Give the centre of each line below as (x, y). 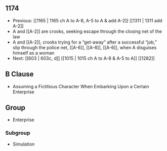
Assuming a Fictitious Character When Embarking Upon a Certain (81, 86)
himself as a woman (33, 53)
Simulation (24, 144)
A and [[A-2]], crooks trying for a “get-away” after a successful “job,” (85, 42)
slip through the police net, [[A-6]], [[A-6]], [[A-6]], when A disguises (85, 47)
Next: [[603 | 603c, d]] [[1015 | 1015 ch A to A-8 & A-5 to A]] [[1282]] (84, 58)
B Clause (19, 74)
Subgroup (18, 133)
